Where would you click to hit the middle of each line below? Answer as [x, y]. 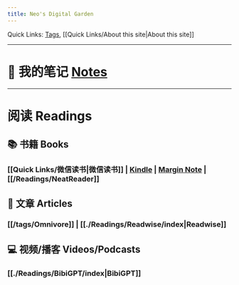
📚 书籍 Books [38, 144]
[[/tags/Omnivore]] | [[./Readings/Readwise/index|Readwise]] [117, 224]
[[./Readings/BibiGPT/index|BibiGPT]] [74, 273]
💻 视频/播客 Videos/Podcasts [74, 249]
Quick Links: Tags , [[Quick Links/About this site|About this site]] [101, 34]
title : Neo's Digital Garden [51, 14]
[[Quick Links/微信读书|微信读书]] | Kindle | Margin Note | [107, 170]
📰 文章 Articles [40, 204]
